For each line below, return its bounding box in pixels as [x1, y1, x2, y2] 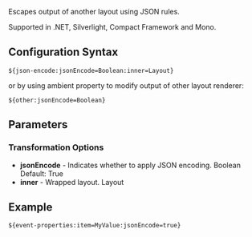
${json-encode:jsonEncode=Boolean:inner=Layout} [8, 66, 174, 74]
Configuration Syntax [8, 46, 119, 59]
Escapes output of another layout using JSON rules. [8, 7, 181, 16]
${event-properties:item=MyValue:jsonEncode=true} [8, 222, 181, 230]
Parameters [8, 118, 68, 131]
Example [8, 200, 53, 214]
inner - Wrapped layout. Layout [19, 177, 124, 187]
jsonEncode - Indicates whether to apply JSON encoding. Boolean [19, 160, 241, 170]
